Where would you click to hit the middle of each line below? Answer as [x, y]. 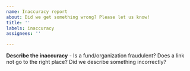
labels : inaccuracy [30, 28]
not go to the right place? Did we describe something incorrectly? [86, 62]
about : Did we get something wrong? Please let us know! [78, 17]
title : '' [18, 22]
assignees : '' [24, 34]
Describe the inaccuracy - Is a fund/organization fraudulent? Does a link [95, 56]
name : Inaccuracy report [37, 12]
